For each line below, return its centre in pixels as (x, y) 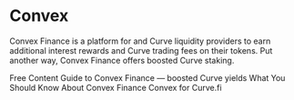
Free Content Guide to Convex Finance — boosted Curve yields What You (147, 77)
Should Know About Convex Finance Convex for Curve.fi (116, 87)
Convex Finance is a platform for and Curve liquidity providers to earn (140, 41)
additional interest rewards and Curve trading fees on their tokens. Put (141, 50)
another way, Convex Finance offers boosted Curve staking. (122, 60)
